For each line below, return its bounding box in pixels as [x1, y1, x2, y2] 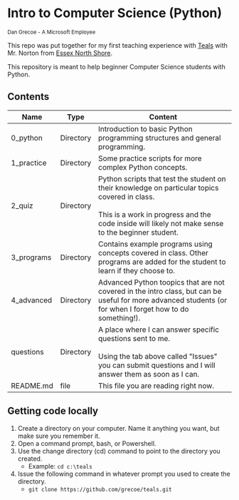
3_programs [11, 252, 52, 262]
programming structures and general [98, 133, 221, 143]
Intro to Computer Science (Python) [7, 5, 223, 21]
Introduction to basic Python [98, 123, 193, 133]
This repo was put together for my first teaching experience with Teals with [7, 41, 228, 49]
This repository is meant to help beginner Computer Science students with [7, 62, 225, 71]
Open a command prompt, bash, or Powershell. [17, 439, 156, 447]
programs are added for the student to [98, 257, 226, 267]
